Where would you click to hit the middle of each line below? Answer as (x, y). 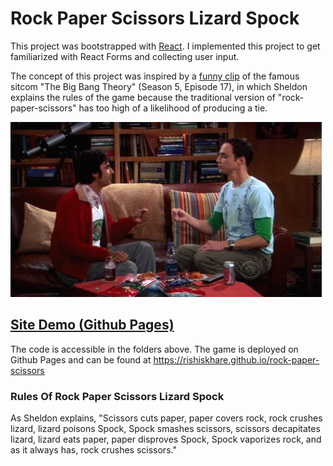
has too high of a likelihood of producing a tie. (173, 108)
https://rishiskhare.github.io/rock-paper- (236, 359)
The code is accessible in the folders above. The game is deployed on (154, 349)
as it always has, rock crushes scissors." (93, 450)
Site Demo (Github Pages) (92, 325)
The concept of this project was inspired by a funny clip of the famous (155, 76)
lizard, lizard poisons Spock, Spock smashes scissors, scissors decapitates (165, 429)
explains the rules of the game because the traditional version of (143, 97)
